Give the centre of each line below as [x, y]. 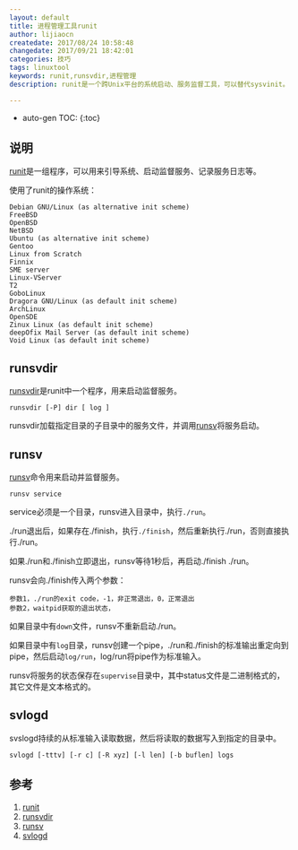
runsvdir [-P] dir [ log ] [60, 408]
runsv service [36, 494]
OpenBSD [24, 223]
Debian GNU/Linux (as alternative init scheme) [100, 207]
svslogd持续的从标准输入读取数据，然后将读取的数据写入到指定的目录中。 [145, 738]
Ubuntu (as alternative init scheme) [80, 239]
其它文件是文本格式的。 [52, 687]
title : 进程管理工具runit [54, 26]
